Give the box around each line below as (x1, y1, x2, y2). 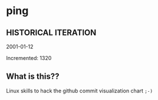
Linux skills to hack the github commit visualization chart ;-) (6, 87, 153, 94)
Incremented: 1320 (6, 55, 52, 61)
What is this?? (6, 72, 60, 82)
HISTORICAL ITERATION (6, 28, 97, 38)
